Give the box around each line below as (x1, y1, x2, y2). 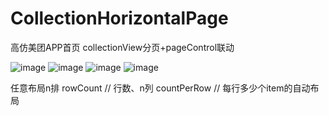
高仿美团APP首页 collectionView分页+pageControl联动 (10, 41, 235, 53)
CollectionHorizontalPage (10, 7, 229, 30)
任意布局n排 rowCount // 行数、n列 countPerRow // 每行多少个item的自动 (10, 82, 311, 94)
